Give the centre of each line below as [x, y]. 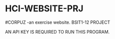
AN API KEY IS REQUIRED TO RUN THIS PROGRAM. [57, 32]
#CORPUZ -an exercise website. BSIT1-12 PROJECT [58, 22]
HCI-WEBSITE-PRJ [44, 9]
